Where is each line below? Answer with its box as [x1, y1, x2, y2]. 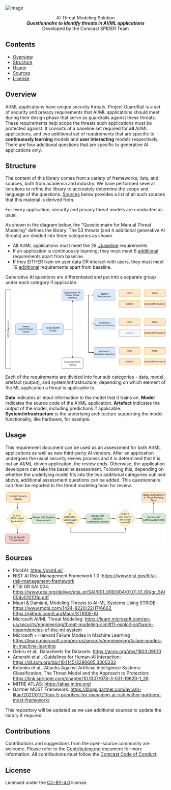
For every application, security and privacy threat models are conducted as [5, 207, 163, 213]
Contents [5, 40, 36, 49]
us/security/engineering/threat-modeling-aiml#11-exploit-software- [12, 621, 154, 627]
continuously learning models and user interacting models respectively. [5, 136, 159, 142]
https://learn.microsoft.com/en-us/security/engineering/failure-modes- [12, 637, 162, 643]
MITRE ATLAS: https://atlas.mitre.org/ [12, 681, 92, 687]
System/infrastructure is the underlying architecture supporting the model [5, 410, 163, 417]
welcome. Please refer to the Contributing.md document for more [5, 746, 142, 752]
